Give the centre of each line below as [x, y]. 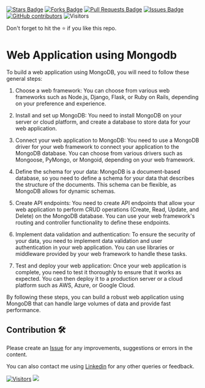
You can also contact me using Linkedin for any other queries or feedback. [100, 366]
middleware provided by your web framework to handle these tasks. [101, 253]
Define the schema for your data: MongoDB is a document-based [98, 171]
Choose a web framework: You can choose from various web [92, 90]
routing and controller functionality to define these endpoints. [92, 222]
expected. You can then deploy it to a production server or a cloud [99, 278]
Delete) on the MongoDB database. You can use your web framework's [105, 216]
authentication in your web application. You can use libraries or [95, 247]
